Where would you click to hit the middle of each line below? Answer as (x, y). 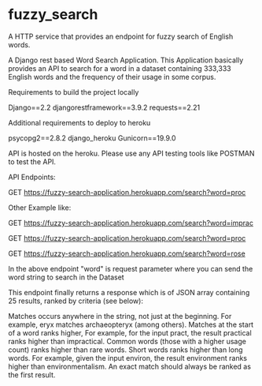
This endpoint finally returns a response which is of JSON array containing (129, 292)
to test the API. (32, 161)
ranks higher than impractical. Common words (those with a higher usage (127, 341)
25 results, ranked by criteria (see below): (76, 301)
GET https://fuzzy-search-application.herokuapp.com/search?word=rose (127, 253)
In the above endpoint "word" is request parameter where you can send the (131, 268)
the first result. (32, 375)
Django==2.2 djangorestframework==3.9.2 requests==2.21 (104, 107)
